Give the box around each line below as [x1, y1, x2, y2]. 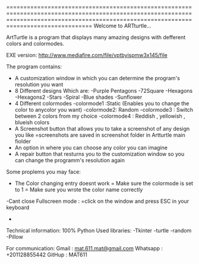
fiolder [14, 138, 31, 144]
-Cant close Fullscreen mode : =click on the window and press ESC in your [6, 197, 189, 205]
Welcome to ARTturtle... [93, 22, 151, 29]
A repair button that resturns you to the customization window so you [14, 150, 185, 158]
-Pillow [6, 233, 24, 240]
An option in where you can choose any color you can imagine [14, 144, 168, 151]
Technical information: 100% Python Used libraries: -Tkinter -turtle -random [6, 227, 192, 234]
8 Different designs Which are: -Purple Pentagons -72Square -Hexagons [14, 87, 193, 94]
